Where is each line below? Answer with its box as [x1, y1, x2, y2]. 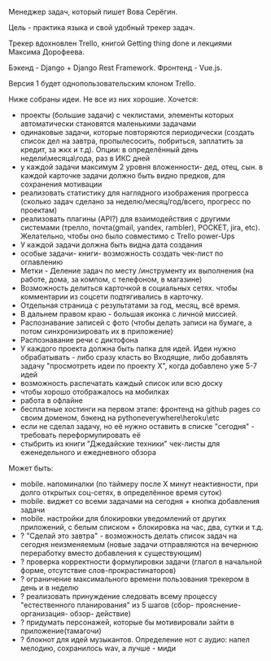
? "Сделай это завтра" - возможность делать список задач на [20, 531, 238, 541]
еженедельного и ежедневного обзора [20, 448, 157, 457]
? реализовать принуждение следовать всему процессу [20, 592, 217, 601]
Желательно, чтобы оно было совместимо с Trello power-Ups [20, 231, 235, 241]
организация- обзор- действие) [20, 609, 132, 618]
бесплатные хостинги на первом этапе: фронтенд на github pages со [20, 405, 260, 414]
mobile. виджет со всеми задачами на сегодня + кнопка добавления [20, 497, 260, 506]
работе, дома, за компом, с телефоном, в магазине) [20, 274, 203, 284]
